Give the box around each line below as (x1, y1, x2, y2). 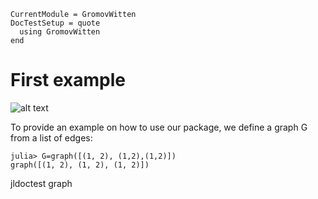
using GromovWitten (19, 27, 101, 37)
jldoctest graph (10, 177, 73, 189)
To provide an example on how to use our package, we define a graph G (10, 121, 308, 133)
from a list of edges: (10, 131, 93, 144)
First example (10, 69, 127, 92)
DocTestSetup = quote (10, 18, 101, 28)
